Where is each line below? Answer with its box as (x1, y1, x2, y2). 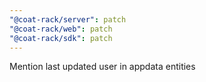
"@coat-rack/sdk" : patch (9, 33, 113, 43)
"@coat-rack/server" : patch (9, 14, 127, 25)
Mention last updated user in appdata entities (9, 61, 196, 73)
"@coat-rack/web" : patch (9, 24, 113, 34)
